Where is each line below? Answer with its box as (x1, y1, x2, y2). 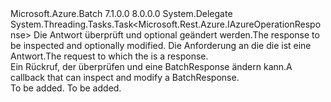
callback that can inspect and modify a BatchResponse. (10, 72, 240, 83)
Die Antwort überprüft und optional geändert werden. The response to (33, 29, 320, 41)
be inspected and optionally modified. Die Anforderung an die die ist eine (10, 40, 312, 51)
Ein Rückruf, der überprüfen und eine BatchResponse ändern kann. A (10, 61, 293, 72)
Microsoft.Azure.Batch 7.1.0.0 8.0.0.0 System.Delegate (10, 8, 233, 19)
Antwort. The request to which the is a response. (10, 50, 209, 62)
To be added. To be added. (10, 82, 122, 94)
